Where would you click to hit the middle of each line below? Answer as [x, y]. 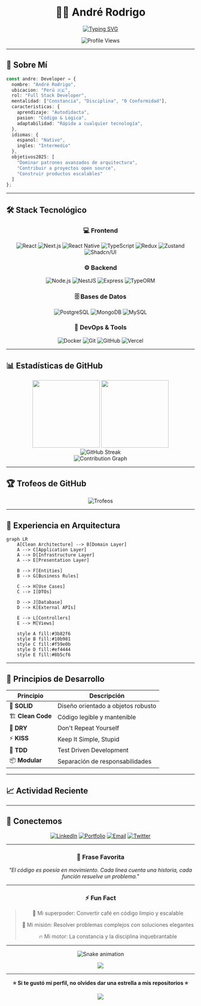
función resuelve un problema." [100, 876]
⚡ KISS [19, 738]
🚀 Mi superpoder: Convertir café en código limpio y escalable [108, 913]
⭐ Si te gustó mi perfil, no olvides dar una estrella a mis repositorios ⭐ [100, 983]
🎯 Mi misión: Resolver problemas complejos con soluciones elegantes [108, 925]
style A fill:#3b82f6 [44, 634]
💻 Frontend [100, 230]
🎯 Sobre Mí [27, 65]
